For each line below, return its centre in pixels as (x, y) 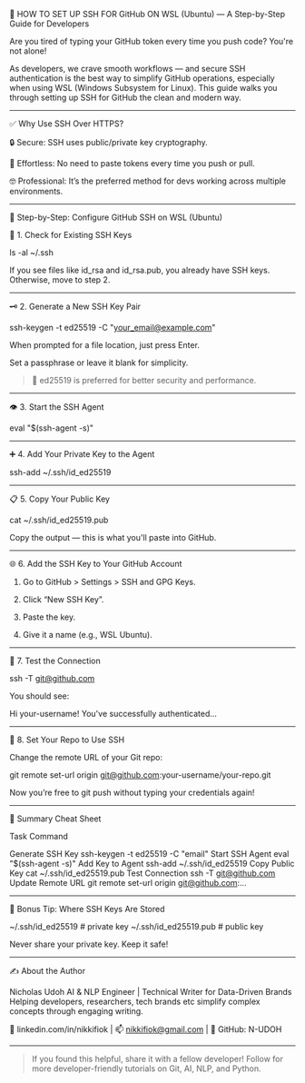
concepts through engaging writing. (76, 1011)
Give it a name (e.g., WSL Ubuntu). (87, 635)
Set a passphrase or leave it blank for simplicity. (99, 363)
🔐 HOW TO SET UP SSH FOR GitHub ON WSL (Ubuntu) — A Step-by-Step (148, 14)
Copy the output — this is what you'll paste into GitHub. (113, 537)
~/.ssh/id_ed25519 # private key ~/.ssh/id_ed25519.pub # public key (137, 926)
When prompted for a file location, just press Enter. (104, 345)
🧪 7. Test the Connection (55, 661)
